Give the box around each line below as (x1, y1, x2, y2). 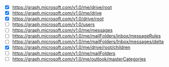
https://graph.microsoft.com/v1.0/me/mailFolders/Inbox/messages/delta (12, 39, 164, 45)
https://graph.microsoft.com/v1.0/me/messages (12, 27, 113, 33)
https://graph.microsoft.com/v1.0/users (12, 21, 95, 27)
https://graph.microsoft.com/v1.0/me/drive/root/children (12, 44, 131, 50)
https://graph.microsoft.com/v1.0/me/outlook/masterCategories (12, 56, 146, 62)
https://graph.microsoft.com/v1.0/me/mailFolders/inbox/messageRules (12, 33, 161, 39)
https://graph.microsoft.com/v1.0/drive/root (12, 16, 104, 22)
